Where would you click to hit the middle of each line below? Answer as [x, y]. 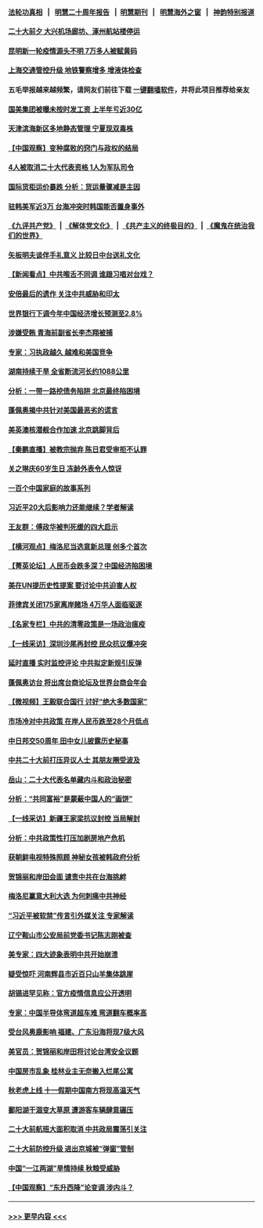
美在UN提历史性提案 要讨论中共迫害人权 [72, 585]
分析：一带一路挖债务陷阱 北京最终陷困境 [74, 391]
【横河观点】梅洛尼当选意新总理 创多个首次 [77, 546]
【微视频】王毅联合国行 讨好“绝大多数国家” [78, 702]
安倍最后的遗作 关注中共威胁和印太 [64, 294]
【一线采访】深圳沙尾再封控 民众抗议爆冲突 [77, 643]
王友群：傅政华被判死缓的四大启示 [63, 527]
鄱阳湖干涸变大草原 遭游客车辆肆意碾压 [71, 1109]
